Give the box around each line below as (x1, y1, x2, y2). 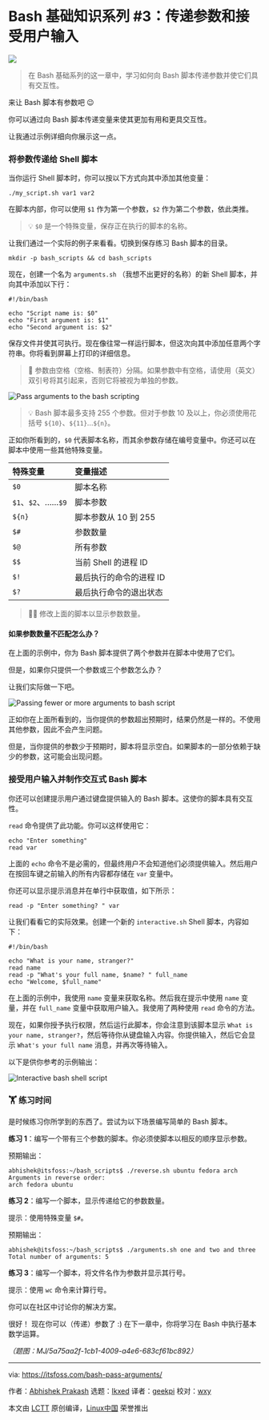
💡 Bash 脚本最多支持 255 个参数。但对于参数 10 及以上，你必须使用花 (27, 408, 257, 418)
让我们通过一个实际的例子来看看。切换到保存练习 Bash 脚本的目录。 (8, 238, 232, 248)
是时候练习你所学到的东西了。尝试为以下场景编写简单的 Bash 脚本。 (8, 1117, 232, 1127)
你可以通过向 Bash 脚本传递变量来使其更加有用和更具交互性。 (8, 114, 211, 124)
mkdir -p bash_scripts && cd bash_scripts (8, 254, 152, 263)
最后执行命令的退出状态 (74, 587, 163, 598)
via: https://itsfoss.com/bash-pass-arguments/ (8, 1370, 163, 1379)
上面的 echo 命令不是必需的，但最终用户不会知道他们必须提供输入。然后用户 (8, 858, 259, 868)
